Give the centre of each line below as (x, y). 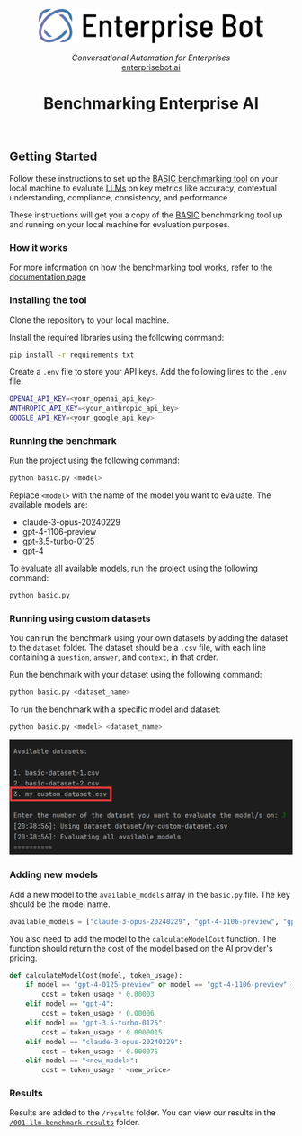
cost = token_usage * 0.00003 (98, 994)
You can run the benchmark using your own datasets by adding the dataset (149, 638)
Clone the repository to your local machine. (89, 320)
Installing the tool (48, 300)
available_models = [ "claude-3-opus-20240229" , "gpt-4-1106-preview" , (144, 921)
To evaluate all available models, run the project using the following (134, 568)
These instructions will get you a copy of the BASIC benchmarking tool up (146, 215)
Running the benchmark (63, 440)
